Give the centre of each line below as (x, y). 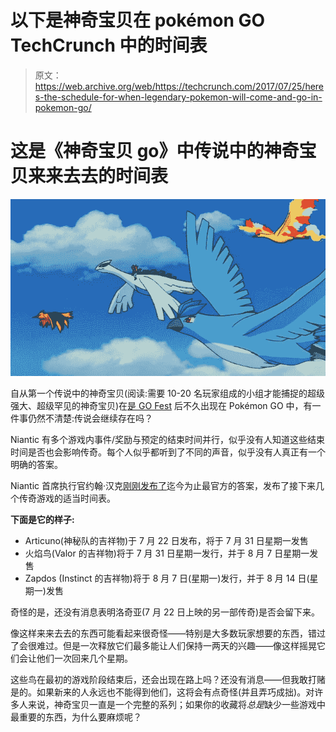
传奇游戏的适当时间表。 (67, 498)
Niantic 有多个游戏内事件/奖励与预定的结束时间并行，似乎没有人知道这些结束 (168, 439)
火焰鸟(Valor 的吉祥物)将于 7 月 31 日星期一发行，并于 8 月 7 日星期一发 (171, 553)
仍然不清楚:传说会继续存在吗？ (90, 418)
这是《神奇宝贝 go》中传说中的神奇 (155, 151)
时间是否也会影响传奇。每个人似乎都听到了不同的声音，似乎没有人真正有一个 (168, 452)
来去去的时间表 (107, 176)
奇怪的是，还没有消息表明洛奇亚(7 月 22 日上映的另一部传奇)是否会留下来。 (165, 612)
